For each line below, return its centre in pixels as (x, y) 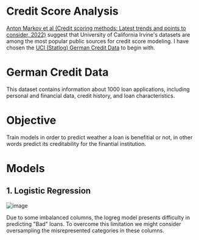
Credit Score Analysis (62, 11)
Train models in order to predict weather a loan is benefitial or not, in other (100, 137)
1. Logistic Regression (49, 191)
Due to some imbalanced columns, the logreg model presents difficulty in (98, 217)
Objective (31, 121)
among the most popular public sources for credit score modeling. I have (98, 41)
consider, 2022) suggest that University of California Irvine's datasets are (98, 34)
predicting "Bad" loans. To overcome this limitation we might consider (94, 224)
